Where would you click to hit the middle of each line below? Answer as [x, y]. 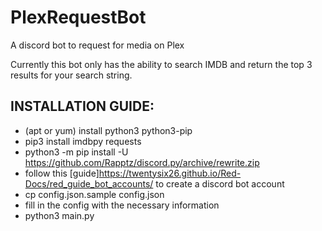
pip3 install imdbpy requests [83, 141]
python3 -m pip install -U [76, 152]
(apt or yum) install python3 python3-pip [108, 130]
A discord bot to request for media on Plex [97, 45]
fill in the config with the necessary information [122, 205]
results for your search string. [71, 75]
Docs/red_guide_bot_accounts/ [89, 183]
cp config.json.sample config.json [94, 194]
